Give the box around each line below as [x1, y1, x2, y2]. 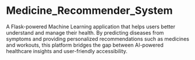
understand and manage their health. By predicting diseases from [6, 29, 165, 36]
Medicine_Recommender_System [6, 4, 173, 17]
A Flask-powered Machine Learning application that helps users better [6, 23, 176, 30]
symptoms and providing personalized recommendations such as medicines [6, 35, 190, 42]
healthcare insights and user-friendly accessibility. [6, 47, 128, 54]
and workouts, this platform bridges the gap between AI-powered [6, 42, 163, 48]
